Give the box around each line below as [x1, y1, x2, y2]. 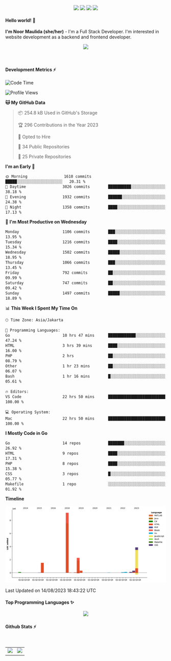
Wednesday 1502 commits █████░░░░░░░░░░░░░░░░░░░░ [5, 250, 166, 255]
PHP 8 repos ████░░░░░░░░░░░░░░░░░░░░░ [5, 461, 166, 467]
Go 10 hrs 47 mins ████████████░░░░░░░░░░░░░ [5, 333, 166, 338]
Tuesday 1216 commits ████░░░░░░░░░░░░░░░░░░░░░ [5, 239, 166, 245]
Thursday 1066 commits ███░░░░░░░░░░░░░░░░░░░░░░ [5, 260, 166, 266]
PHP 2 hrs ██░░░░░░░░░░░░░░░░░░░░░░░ [5, 354, 166, 359]
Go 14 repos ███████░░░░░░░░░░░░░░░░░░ [5, 440, 166, 446]
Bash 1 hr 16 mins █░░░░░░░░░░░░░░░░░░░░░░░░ [5, 374, 166, 379]
